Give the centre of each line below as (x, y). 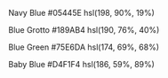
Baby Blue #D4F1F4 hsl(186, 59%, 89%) (81, 64)
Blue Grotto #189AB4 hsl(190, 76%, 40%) (84, 30)
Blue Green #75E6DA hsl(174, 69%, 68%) (84, 47)
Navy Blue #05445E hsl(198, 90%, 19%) (81, 13)
